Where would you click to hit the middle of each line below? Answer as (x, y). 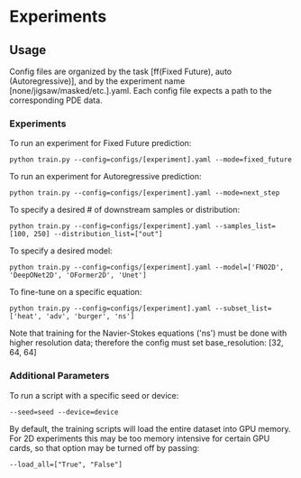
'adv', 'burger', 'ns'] (90, 317)
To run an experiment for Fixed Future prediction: (100, 143)
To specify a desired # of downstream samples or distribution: (125, 210)
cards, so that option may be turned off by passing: (105, 447)
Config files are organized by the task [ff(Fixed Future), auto (121, 71)
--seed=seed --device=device (64, 412)
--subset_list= (243, 308)
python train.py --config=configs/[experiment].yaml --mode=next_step (145, 193)
